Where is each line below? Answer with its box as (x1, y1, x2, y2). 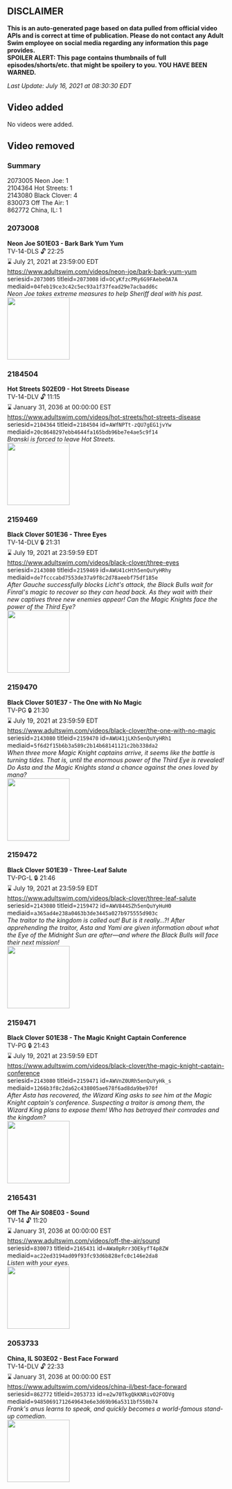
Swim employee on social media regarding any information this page (7, 38, 209, 47)
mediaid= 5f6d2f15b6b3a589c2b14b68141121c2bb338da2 (7, 741, 158, 749)
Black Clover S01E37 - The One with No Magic (7, 698, 142, 706)
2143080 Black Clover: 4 (7, 191, 78, 200)
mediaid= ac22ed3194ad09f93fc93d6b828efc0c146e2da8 (7, 1251, 158, 1260)
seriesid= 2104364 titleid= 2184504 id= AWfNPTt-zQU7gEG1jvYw (7, 420, 172, 428)
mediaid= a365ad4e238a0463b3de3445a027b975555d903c (7, 908, 158, 917)
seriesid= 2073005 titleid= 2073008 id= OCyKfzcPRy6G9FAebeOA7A (7, 274, 178, 283)
